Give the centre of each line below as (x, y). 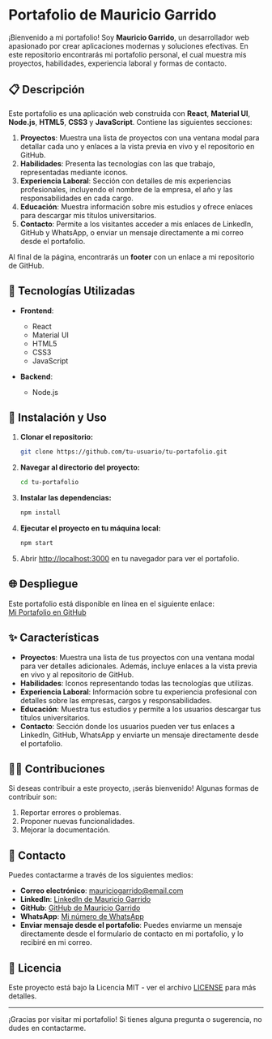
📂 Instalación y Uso (57, 417)
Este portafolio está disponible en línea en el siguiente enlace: (111, 603)
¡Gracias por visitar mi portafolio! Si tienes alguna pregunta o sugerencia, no (135, 1019)
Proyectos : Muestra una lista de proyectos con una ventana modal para (140, 137)
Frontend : (37, 311)
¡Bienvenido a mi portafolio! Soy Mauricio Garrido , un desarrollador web (129, 37)
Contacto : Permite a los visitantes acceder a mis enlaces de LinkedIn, (136, 224)
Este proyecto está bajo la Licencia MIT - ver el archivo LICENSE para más (132, 987)
